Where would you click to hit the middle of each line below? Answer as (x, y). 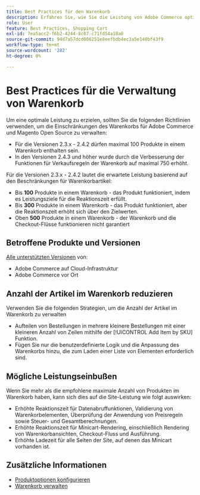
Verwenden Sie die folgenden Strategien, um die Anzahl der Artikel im (92, 308)
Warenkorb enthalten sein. (47, 150)
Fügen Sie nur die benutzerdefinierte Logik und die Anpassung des (97, 345)
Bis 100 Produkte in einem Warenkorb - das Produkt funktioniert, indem (102, 192)
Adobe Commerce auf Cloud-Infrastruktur (66, 269)
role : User (20, 23)
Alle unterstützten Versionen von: (47, 257)
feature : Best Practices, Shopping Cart (57, 28)
